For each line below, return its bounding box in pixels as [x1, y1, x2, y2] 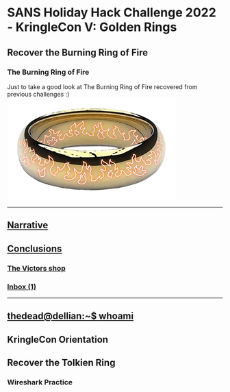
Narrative [7, 219, 49, 231]
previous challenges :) [7, 90, 70, 98]
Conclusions [7, 243, 62, 254]
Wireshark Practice [7, 377, 73, 387]
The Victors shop [7, 263, 66, 273]
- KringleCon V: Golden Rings [7, 19, 177, 35]
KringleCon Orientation [7, 334, 108, 345]
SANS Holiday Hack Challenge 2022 [7, 5, 217, 21]
